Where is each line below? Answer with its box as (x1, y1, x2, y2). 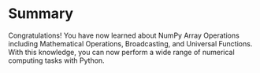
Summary (8, 5, 73, 23)
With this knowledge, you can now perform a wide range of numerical (8, 47, 235, 57)
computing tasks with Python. (8, 56, 105, 65)
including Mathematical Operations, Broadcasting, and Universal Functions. (8, 38, 253, 48)
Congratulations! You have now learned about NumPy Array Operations (8, 31, 240, 40)
